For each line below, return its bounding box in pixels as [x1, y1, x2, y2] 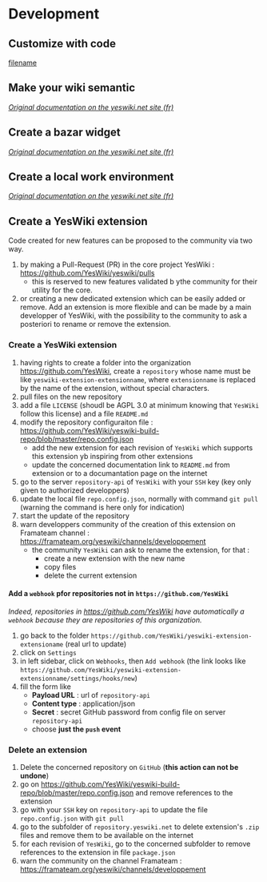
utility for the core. [31, 285, 94, 295]
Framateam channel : [19, 528, 90, 538]
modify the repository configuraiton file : [19, 417, 153, 427]
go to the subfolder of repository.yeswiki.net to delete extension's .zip [19, 822, 260, 832]
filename [8, 58, 38, 67]
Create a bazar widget [8, 126, 122, 139]
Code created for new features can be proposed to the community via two [8, 236, 253, 245]
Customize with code [8, 37, 116, 50]
